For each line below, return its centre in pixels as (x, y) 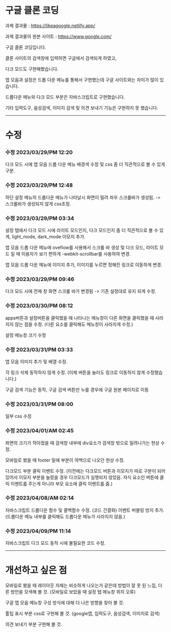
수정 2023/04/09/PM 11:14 (38, 531)
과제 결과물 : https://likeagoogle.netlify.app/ (50, 26)
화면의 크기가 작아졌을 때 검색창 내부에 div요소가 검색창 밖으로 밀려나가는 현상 (82, 443)
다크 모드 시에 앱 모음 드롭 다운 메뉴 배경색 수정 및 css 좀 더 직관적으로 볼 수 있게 (85, 164)
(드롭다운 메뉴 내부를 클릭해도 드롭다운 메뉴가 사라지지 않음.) (65, 516)
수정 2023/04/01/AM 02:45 (39, 431)
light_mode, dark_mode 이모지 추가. (49, 237)
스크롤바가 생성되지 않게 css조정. (38, 204)
